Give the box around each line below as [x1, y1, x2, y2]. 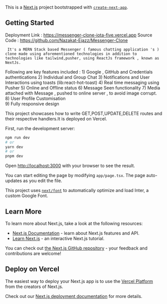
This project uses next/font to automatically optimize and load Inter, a [5, 187, 149, 193]
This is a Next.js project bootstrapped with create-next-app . [5, 4, 129, 10]
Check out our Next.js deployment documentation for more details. [5, 293, 143, 299]
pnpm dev [5, 153, 23, 159]
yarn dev [5, 144, 23, 149]
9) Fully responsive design [5, 100, 60, 106]
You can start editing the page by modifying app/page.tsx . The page [5, 172, 146, 178]
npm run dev [5, 135, 30, 140]
